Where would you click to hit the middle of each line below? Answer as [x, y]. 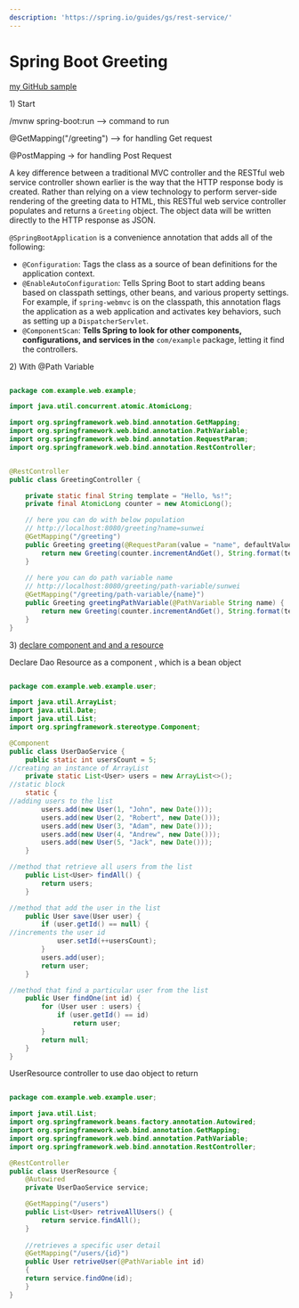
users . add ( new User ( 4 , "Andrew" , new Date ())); [131, 834]
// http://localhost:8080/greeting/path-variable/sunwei [133, 586]
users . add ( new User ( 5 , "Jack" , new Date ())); [127, 843]
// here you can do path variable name [99, 578]
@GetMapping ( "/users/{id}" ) [77, 1254]
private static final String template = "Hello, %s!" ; [129, 495]
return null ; [65, 1040]
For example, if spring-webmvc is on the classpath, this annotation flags [151, 302]
